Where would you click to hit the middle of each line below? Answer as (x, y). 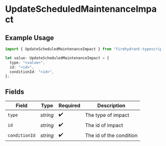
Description (111, 106)
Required (69, 106)
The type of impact (107, 115)
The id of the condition (111, 135)
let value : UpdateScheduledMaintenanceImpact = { (57, 58)
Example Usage (30, 38)
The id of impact (104, 125)
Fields (15, 91)
